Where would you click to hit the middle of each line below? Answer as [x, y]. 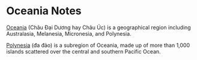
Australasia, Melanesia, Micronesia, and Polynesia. [69, 33]
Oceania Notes [44, 11]
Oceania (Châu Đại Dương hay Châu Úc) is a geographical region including [98, 27]
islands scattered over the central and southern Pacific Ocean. [83, 51]
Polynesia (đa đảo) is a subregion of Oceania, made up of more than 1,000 [98, 45]
